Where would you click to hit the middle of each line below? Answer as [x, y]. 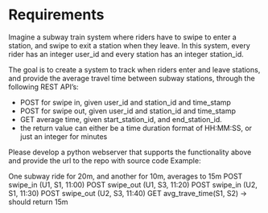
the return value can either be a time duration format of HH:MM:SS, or [136, 128]
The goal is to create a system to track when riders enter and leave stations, [134, 69]
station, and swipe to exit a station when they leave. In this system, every [130, 45]
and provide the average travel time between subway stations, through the [132, 78]
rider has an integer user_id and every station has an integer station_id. [126, 54]
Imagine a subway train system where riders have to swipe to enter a [123, 37]
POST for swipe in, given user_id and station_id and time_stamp [126, 102]
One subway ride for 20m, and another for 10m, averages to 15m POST [126, 176]
